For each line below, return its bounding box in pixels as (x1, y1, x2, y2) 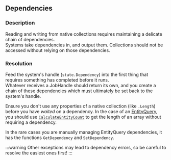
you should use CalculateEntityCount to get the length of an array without (5, 114, 162, 120)
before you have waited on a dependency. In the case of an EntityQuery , (5, 108, 158, 114)
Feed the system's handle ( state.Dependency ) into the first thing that (5, 71, 149, 77)
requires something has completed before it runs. (5, 76, 109, 83)
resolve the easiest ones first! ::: (5, 150, 73, 156)
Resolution (5, 60, 33, 67)
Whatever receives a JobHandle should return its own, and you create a (5, 82, 156, 88)
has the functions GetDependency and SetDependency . (5, 135, 114, 141)
